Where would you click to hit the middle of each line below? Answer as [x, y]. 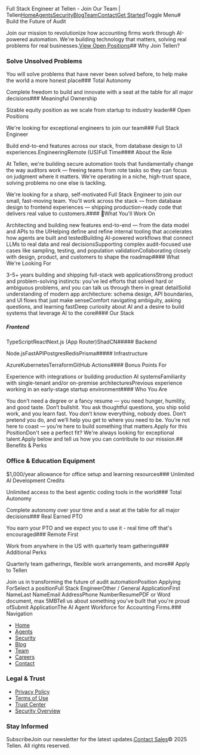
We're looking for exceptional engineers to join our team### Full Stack [93, 128]
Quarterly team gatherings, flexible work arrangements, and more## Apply [98, 564]
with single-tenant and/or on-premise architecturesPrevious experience [94, 383]
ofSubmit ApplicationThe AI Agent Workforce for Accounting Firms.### [94, 607]
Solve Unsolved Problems [44, 61]
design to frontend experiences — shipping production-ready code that [94, 207]
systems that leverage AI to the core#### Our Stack [70, 313]
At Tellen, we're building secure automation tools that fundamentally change [100, 164]
